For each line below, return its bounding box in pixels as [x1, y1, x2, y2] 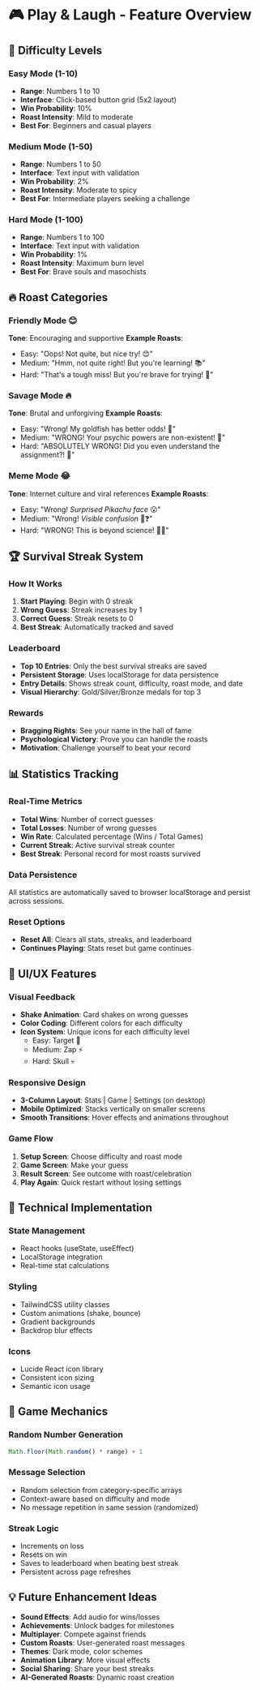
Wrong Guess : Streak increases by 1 [19, 605, 143, 615]
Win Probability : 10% [19, 103, 92, 113]
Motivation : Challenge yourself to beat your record [19, 743, 191, 753]
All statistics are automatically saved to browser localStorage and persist [8, 888, 251, 897]
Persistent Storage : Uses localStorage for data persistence [19, 669, 219, 679]
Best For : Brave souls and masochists [19, 267, 147, 277]
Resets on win [19, 1550, 67, 1559]
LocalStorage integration [19, 1252, 103, 1262]
